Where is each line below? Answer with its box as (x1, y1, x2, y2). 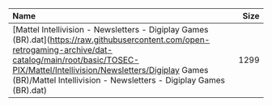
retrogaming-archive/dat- (12, 45, 113, 55)
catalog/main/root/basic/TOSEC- (12, 54, 139, 66)
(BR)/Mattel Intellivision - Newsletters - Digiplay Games (12, 74, 225, 86)
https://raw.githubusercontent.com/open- (49, 34, 210, 45)
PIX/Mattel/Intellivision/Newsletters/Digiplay (12, 65, 180, 75)
